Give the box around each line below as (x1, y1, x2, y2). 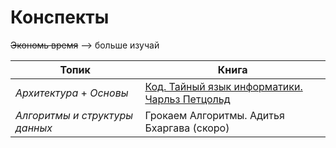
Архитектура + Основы (15, 86, 129, 100)
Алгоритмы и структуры (15, 108, 134, 122)
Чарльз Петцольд (144, 92, 231, 106)
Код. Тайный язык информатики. (144, 79, 303, 93)
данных (15, 121, 53, 135)
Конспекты (10, 6, 110, 29)
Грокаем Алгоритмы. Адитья (144, 108, 285, 122)
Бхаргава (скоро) (144, 121, 230, 135)
